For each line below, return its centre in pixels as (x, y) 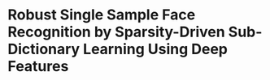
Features (38, 67)
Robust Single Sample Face (102, 15)
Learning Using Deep (156, 49)
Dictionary (44, 49)
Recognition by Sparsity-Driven (116, 32)
